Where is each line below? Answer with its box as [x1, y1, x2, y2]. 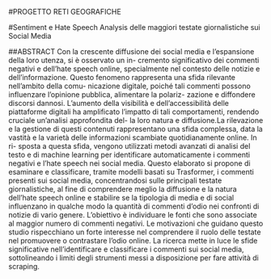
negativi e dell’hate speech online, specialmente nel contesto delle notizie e [8, 64, 260, 74]
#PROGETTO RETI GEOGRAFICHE [8, 7, 121, 16]
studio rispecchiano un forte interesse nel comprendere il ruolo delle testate [8, 227, 261, 237]
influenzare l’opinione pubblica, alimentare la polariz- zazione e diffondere [8, 90, 256, 99]
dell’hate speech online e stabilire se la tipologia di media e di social [8, 193, 235, 202]
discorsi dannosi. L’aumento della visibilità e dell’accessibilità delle [8, 99, 229, 108]
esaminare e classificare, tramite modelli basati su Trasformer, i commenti [8, 167, 255, 176]
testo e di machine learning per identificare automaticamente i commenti [8, 150, 251, 159]
